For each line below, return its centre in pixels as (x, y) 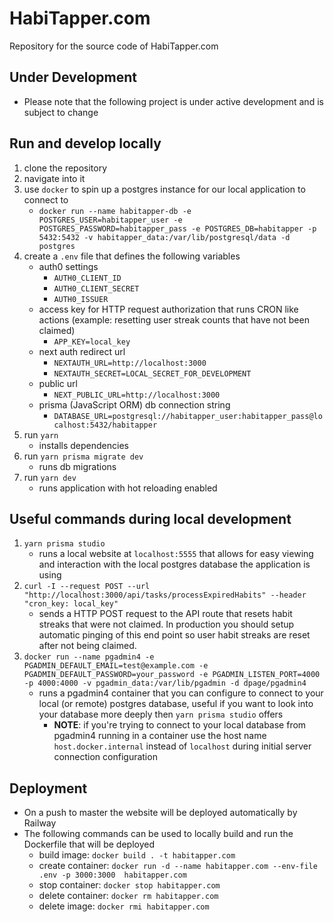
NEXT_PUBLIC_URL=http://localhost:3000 (137, 395)
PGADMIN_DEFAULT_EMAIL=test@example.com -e (116, 666)
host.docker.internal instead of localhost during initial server (182, 746)
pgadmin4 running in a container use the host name (160, 736)
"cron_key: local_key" (71, 604)
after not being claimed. (87, 646)
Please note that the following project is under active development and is (173, 101)
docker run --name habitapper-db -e (115, 211)
